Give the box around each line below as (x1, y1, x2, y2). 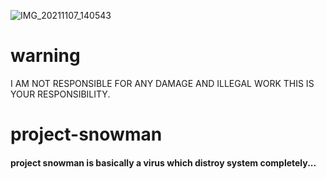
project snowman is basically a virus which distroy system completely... (10, 156, 317, 169)
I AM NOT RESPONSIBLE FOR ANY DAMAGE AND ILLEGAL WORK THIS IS (10, 77, 315, 89)
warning (10, 45, 81, 67)
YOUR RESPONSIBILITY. (10, 88, 111, 100)
